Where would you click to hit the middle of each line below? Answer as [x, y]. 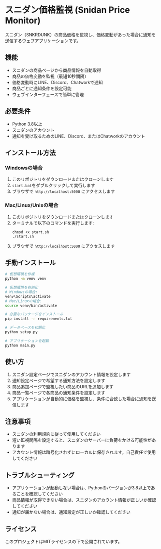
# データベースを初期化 [25, 328]
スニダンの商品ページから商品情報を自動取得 [57, 70]
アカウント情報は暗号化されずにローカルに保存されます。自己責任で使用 [84, 452]
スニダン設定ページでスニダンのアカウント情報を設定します [71, 374]
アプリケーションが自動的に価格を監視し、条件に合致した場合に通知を [82, 398]
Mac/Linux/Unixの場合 [32, 206]
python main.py [20, 345]
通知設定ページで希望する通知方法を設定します [59, 380]
